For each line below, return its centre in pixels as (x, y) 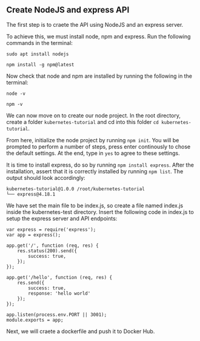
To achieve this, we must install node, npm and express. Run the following (98, 36)
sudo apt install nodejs (38, 54)
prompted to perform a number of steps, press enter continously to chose (98, 146)
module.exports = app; (35, 320)
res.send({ (31, 283)
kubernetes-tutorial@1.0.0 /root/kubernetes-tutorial (76, 189)
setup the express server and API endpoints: (62, 218)
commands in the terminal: (39, 43)
